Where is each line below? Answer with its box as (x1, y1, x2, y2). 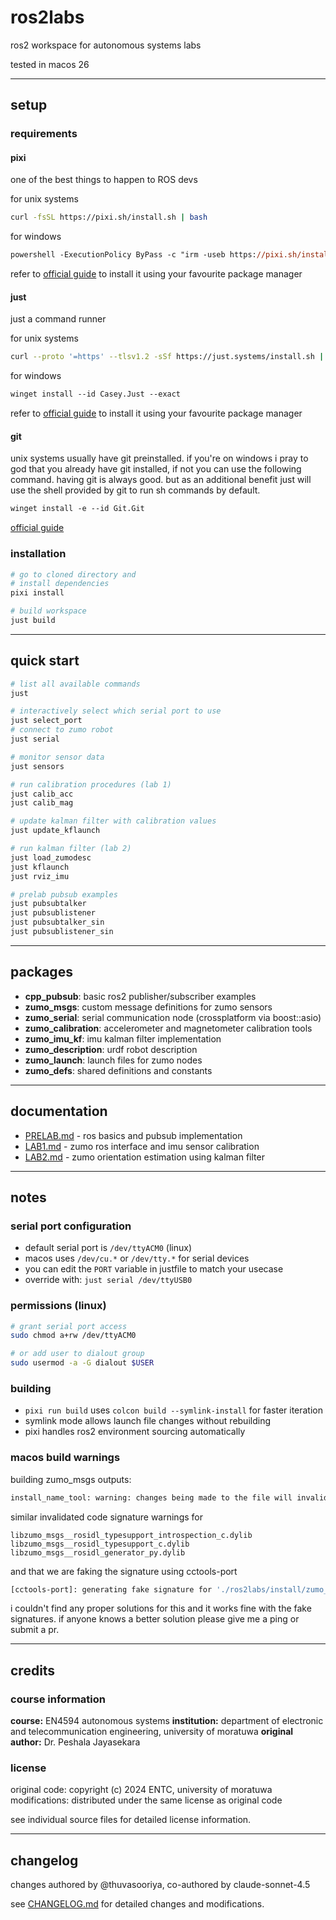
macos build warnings (10, 1451, 121, 1465)
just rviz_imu (10, 871, 70, 881)
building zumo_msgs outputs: (10, 1473, 132, 1485)
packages (10, 964, 73, 981)
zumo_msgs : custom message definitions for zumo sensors (24, 1001, 273, 1013)
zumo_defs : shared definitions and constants (24, 1064, 213, 1076)
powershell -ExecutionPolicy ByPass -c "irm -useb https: (10, 250, 257, 260)
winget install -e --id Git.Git (10, 504, 145, 514)
